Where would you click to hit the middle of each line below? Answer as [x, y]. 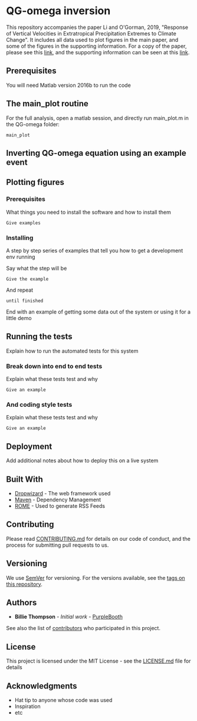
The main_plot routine [47, 104]
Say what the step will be [37, 268]
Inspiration [27, 706]
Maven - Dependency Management [58, 500]
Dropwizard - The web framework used [63, 493]
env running [21, 257]
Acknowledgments [42, 686]
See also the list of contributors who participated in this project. [83, 628]
